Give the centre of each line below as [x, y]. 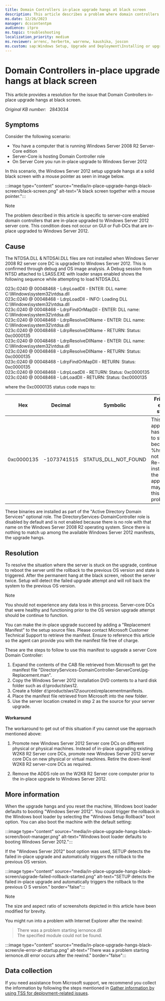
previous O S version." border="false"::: [45, 887]
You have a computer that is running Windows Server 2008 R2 [75, 146]
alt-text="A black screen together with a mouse [107, 191]
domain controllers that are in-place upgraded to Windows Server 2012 [77, 221]
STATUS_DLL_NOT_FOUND [115, 460]
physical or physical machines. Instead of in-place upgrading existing [82, 749]
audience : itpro [22, 28]
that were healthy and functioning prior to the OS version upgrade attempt [80, 610]
